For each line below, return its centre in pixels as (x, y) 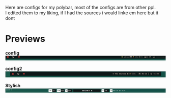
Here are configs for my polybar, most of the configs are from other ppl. (81, 7)
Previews (25, 39)
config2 (14, 69)
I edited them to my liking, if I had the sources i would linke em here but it (82, 13)
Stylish (13, 86)
